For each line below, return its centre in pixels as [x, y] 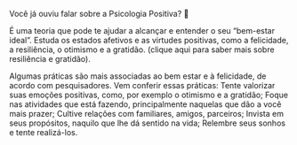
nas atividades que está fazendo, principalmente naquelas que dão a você [145, 104]
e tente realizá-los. [44, 132]
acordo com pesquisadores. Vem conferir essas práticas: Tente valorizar [142, 85]
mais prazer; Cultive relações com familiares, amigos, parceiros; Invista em [147, 114]
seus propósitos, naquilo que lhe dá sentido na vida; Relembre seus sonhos [148, 123]
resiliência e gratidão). [50, 59]
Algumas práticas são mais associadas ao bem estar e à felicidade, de [138, 76]
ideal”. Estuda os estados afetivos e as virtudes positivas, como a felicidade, [149, 40]
